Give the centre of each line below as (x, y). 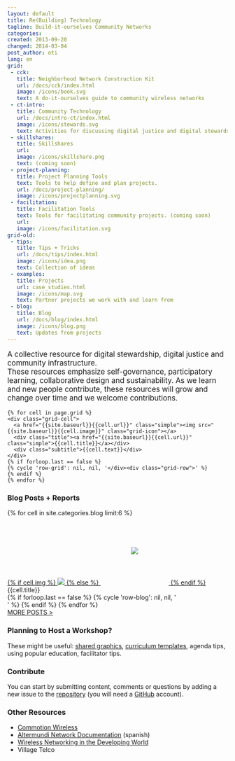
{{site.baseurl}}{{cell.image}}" (56, 431)
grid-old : (22, 235)
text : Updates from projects (59, 333)
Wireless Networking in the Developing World (83, 742)
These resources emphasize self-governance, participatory (110, 372)
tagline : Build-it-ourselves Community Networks (79, 27)
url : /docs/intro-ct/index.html (64, 118)
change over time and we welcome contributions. (93, 398)
